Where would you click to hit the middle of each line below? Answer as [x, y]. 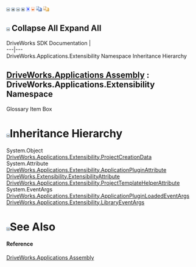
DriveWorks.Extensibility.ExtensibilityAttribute [63, 176]
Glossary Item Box [29, 109]
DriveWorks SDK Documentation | [49, 43]
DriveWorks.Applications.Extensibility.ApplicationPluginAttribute [86, 169]
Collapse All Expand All [56, 28]
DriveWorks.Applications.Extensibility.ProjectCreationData [79, 157]
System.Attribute [27, 163]
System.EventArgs [30, 189]
